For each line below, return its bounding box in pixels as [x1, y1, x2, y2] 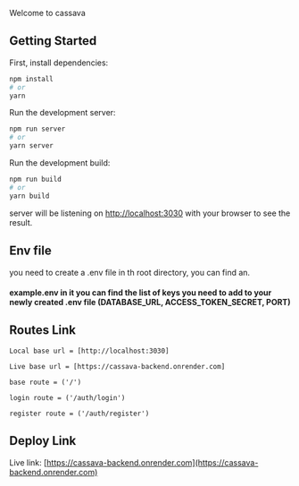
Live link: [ [9, 456, 47, 468]
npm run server [9, 124, 66, 133]
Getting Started [9, 33, 97, 48]
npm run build [9, 175, 62, 184]
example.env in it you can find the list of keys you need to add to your [9, 287, 272, 298]
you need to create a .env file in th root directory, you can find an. [9, 267, 251, 277]
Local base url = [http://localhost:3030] [9, 346, 170, 355]
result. [9, 217, 33, 227]
